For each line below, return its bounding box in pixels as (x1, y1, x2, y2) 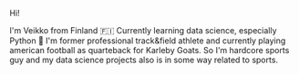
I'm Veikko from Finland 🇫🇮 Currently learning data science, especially (9, 25, 277, 35)
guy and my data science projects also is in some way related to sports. (9, 54, 279, 65)
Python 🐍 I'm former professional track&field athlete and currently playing (9, 35, 286, 46)
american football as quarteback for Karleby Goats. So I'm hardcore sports (9, 45, 290, 55)
